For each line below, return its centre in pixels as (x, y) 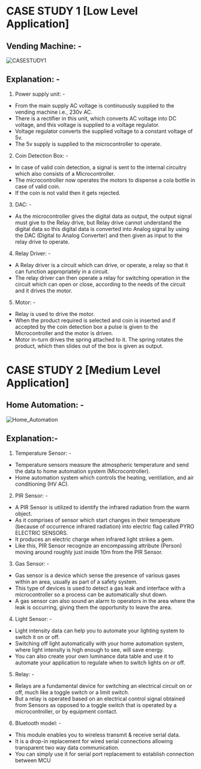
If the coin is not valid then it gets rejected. (68, 193)
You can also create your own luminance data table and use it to (94, 656)
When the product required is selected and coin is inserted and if (95, 320)
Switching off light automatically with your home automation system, (99, 643)
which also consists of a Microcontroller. (65, 173)
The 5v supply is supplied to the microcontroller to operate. (88, 144)
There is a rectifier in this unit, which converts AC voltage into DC (96, 118)
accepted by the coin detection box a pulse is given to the (86, 327)
